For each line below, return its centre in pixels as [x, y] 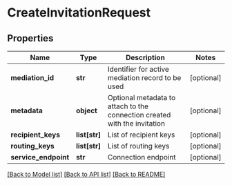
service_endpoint [40, 157]
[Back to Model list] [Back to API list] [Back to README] [86, 174]
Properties [30, 38]
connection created [139, 115]
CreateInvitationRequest [79, 13]
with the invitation [136, 124]
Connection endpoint [142, 157]
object [87, 110]
